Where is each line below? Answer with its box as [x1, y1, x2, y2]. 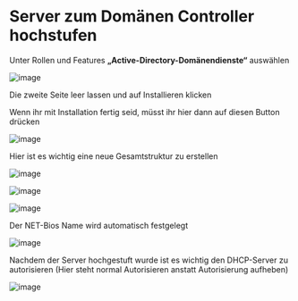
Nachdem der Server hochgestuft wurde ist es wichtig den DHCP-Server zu [9, 255, 289, 265]
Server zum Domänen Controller [9, 6, 255, 27]
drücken [9, 116, 40, 127]
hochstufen [9, 25, 98, 46]
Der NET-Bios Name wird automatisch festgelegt [9, 220, 189, 230]
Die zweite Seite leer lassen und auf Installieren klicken [9, 89, 212, 100]
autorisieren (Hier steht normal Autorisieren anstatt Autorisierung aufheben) [9, 263, 289, 274]
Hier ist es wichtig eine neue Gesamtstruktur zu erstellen [9, 150, 218, 162]
